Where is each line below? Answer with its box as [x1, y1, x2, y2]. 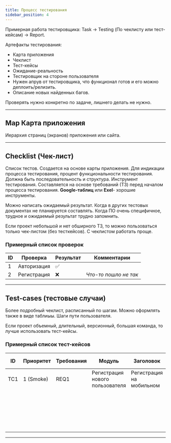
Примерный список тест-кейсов [5, 341, 91, 348]
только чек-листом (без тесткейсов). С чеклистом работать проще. [5, 228, 153, 234]
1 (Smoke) [22, 375, 48, 382]
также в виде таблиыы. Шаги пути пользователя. [5, 313, 112, 319]
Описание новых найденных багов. [12, 89, 90, 95]
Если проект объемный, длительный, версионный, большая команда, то [5, 323, 163, 329]
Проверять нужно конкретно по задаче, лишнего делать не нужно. [5, 99, 152, 105]
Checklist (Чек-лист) [5, 151, 74, 161]
